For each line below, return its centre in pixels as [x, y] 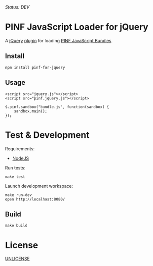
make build [16, 226]
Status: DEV [17, 7]
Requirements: [20, 149]
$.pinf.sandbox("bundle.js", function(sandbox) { [57, 107]
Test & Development [47, 135]
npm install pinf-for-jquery [35, 67]
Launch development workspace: [39, 186]
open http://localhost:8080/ [35, 199]
